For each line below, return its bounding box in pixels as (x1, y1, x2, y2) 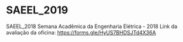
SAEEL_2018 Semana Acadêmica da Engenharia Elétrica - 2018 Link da (6, 23, 178, 30)
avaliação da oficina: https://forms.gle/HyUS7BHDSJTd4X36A (6, 29, 157, 36)
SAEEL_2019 (6, 3, 69, 17)
